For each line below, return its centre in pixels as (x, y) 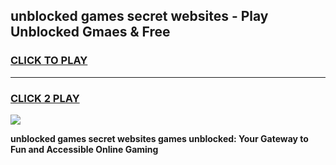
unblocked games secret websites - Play (139, 16)
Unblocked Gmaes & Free (90, 32)
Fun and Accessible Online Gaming (84, 149)
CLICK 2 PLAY (45, 98)
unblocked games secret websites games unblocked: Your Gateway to (159, 138)
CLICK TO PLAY (49, 61)
